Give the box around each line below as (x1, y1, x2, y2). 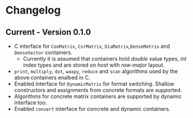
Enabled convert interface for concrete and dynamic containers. (14, 106, 171, 112)
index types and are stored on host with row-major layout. (22, 61, 165, 68)
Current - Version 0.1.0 (5, 27, 91, 37)
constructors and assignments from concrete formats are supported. (14, 87, 182, 93)
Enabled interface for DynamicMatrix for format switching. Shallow (14, 80, 175, 87)
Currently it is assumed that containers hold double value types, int (22, 55, 187, 62)
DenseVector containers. (14, 49, 73, 56)
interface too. (14, 99, 47, 106)
